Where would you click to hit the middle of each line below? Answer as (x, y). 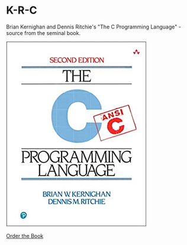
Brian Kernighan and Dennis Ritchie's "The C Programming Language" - (94, 27)
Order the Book (25, 236)
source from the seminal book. (43, 33)
